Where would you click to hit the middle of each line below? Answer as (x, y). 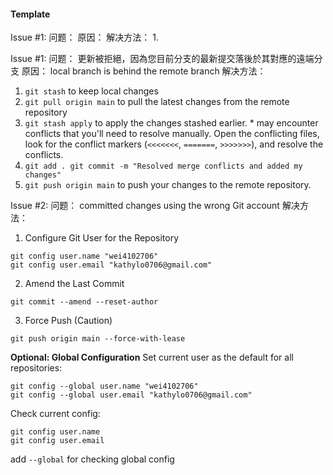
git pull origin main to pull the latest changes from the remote (157, 102)
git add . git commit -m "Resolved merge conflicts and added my (163, 166)
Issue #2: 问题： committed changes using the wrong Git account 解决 (155, 206)
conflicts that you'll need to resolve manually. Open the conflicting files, (172, 134)
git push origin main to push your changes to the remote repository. (168, 185)
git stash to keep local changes (91, 91)
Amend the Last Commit (74, 284)
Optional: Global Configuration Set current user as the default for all (152, 357)
